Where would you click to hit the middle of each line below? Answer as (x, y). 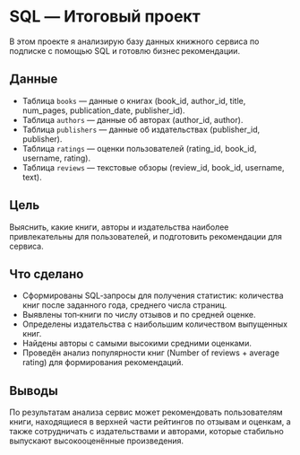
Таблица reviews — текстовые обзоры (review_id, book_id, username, (153, 167)
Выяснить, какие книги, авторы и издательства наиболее (119, 227)
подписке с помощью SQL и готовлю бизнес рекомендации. (124, 50)
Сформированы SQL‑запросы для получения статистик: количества (153, 296)
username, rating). (56, 158)
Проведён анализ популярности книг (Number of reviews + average (151, 353)
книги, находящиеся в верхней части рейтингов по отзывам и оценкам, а (150, 422)
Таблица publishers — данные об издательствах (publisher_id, (141, 129)
